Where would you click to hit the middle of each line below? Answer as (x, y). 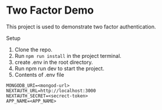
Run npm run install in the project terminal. (68, 56)
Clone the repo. (34, 49)
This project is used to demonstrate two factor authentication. (81, 27)
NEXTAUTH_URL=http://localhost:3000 (51, 90)
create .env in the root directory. (54, 62)
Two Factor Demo (50, 10)
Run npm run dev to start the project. (59, 68)
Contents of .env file (39, 75)
